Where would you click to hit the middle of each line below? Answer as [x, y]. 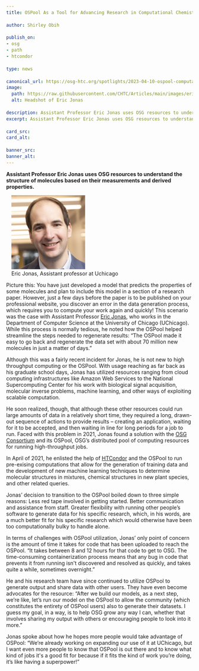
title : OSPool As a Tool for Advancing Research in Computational [90, 12]
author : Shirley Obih [33, 25]
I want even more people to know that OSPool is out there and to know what [99, 649]
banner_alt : [21, 157]
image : [14, 88]
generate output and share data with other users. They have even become [97, 587]
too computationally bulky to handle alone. [58, 526]
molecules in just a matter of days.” [49, 348]
